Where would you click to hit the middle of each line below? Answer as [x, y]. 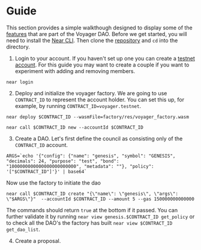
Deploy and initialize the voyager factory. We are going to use [91, 93]
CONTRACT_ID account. [41, 144]
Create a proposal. [38, 240]
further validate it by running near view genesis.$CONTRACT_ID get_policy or [100, 216]
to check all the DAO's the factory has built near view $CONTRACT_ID [89, 222]
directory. [18, 47]
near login [20, 82]
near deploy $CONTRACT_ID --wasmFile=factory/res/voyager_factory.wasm [97, 117]
